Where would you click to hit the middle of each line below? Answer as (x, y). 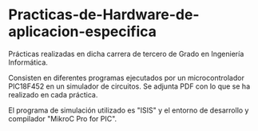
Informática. (28, 62)
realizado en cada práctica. (53, 94)
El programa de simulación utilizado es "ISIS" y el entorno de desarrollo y (129, 110)
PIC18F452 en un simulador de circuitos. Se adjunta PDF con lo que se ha (129, 86)
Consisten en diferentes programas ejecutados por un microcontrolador (127, 77)
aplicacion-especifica (83, 32)
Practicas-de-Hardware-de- (104, 15)
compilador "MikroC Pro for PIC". (63, 118)
